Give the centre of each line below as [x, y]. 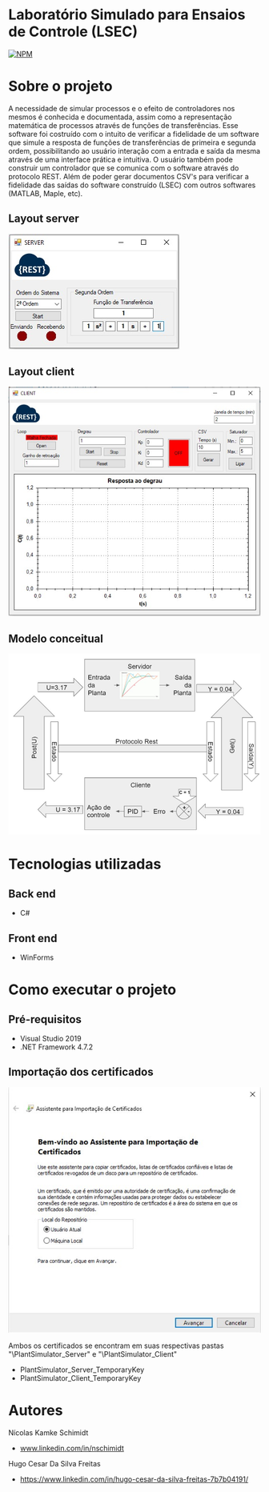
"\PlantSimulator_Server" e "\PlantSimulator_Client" [93, 1354]
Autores [36, 1410]
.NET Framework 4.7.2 [56, 1047]
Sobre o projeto [60, 86]
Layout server [44, 219]
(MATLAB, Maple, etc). [46, 193]
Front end [33, 938]
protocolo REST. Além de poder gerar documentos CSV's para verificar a [129, 176]
